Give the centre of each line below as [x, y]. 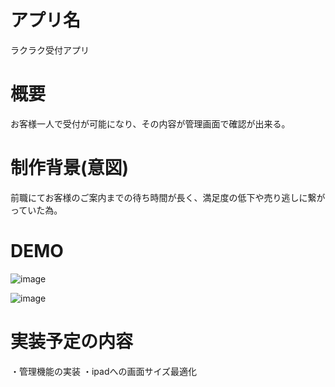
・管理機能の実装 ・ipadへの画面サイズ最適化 [104, 371]
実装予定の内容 [72, 341]
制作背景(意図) [70, 168]
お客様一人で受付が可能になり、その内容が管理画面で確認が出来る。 [150, 123]
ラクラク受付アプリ [50, 50]
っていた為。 [36, 210]
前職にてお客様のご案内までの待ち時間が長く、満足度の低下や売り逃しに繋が [168, 197]
